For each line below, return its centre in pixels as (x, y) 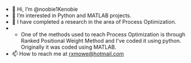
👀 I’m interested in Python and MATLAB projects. (72, 15)
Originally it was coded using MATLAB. (68, 47)
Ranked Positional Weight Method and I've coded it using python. (101, 41)
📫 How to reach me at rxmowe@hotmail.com (68, 54)
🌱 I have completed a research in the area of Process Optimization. (94, 22)
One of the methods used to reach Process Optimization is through (103, 34)
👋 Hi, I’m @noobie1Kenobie (45, 9)
